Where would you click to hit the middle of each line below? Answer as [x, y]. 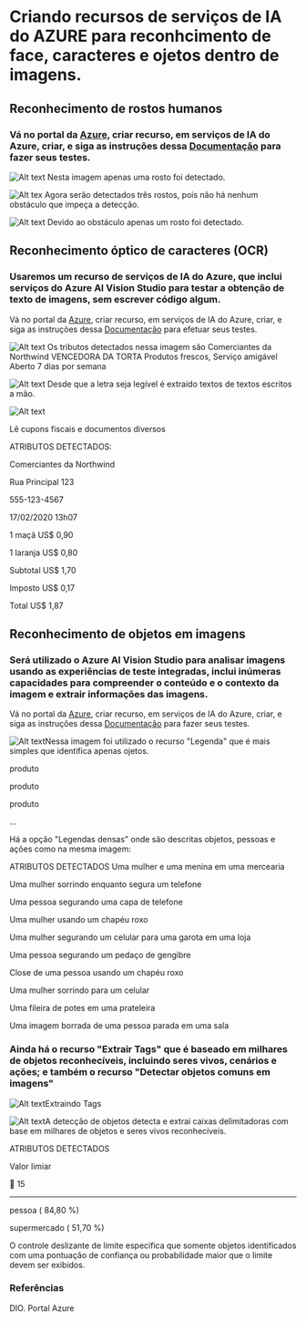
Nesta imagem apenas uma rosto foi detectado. [136, 177]
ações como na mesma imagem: [71, 849]
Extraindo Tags [73, 1103]
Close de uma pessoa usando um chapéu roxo [97, 973]
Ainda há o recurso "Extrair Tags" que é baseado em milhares [149, 1049]
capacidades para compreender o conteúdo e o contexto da [144, 683]
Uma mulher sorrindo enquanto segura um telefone [106, 884]
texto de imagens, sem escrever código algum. [115, 300]
